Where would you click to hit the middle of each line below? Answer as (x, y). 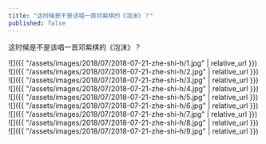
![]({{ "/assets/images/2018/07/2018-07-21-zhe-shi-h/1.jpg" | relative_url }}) (133, 63)
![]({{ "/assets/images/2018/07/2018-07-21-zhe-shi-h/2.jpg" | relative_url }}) (134, 71)
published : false (37, 23)
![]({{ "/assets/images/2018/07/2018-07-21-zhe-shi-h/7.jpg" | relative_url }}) (133, 114)
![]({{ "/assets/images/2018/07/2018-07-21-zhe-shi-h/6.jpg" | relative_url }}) (133, 106)
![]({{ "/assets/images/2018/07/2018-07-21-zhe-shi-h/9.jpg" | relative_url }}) (133, 131)
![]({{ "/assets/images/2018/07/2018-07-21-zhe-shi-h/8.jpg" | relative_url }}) (133, 122)
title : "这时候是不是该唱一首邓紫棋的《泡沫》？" (81, 16)
